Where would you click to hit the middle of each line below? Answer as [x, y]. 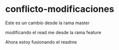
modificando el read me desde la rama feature [53, 32]
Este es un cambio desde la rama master [47, 23]
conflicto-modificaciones [60, 9]
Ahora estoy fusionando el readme [41, 42]
